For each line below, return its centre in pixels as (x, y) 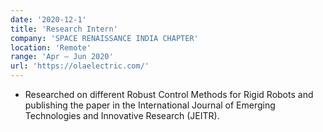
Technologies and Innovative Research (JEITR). (122, 115)
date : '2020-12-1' (48, 19)
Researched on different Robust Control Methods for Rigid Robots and (169, 94)
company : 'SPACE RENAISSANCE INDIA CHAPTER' (104, 38)
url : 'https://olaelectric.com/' (80, 66)
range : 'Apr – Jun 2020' (62, 57)
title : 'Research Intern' (64, 29)
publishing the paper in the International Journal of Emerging (150, 105)
